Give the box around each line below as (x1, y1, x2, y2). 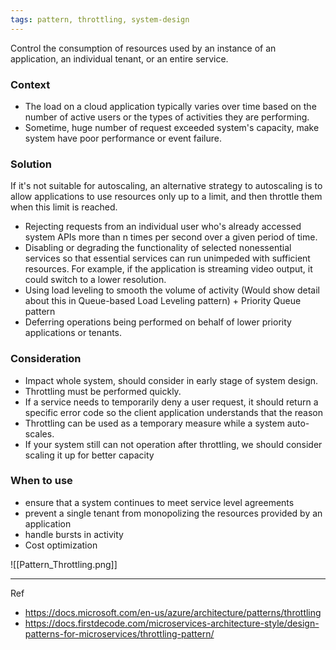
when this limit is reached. (10, 201, 118, 213)
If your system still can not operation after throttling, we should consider (24, 438, 323, 450)
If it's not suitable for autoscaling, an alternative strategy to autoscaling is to (10, 180, 323, 192)
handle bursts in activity (24, 528, 124, 540)
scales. (24, 427, 55, 440)
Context (10, 77, 51, 91)
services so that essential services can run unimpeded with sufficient (24, 252, 311, 265)
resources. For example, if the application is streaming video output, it (24, 263, 313, 275)
